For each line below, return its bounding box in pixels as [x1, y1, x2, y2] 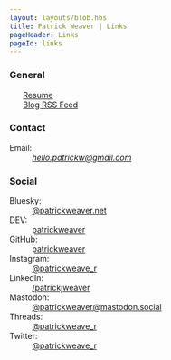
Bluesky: [9, 195, 42, 206]
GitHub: [9, 234, 38, 245]
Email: [9, 142, 33, 153]
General [9, 69, 45, 82]
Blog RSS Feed [22, 99, 79, 110]
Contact [9, 122, 46, 135]
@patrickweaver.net [32, 205, 107, 216]
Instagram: [9, 254, 50, 265]
